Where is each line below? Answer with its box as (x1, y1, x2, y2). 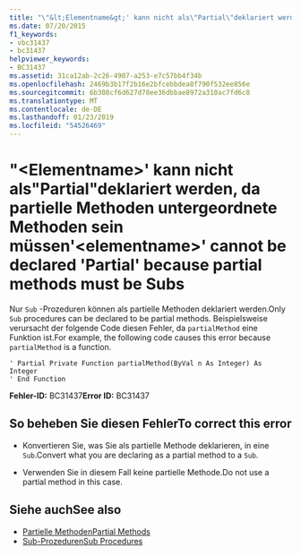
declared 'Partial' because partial (9, 255, 262, 276)
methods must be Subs (9, 274, 185, 295)
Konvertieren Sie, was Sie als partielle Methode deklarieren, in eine (21, 440, 270, 450)
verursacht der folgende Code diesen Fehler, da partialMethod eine (9, 322, 258, 333)
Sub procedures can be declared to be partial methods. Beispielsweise (9, 312, 269, 323)
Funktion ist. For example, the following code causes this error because (9, 332, 271, 343)
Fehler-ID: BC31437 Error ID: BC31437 (9, 390, 150, 401)
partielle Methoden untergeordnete (9, 198, 278, 218)
